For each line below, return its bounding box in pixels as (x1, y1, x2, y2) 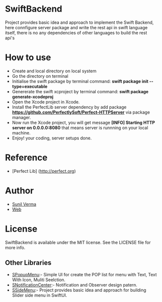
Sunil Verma (12, 201, 36, 207)
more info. (5, 244, 26, 251)
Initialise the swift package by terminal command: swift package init (12, 78, 148, 84)
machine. (12, 130, 31, 135)
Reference (5, 152, 47, 163)
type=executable (12, 84, 47, 89)
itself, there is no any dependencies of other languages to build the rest (5, 30, 147, 35)
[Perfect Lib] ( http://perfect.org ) (12, 168, 76, 174)
